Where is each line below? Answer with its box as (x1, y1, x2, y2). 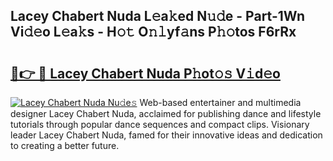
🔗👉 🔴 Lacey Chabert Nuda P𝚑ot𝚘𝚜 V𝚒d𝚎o (10, 65, 281, 82)
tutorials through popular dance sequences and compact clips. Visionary (10, 119, 310, 130)
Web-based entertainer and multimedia (139, 97, 302, 108)
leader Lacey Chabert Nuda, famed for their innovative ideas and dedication (10, 129, 323, 141)
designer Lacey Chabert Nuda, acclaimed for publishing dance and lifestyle (10, 108, 322, 119)
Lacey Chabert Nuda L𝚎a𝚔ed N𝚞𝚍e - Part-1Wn (10, 8, 305, 25)
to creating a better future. (10, 140, 120, 151)
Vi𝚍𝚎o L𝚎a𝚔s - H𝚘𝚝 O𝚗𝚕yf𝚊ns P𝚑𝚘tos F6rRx (10, 24, 297, 41)
